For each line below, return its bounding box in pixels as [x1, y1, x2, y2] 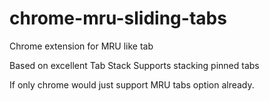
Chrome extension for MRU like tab [9, 40, 154, 52]
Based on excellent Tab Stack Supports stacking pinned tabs [9, 59, 260, 71]
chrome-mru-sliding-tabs [9, 7, 227, 30]
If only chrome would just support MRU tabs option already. [9, 78, 255, 91]
